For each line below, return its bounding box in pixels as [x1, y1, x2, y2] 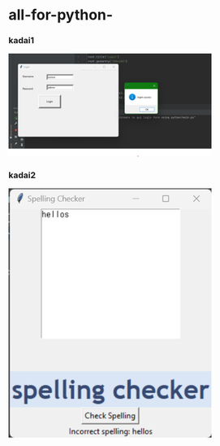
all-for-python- [8, 6, 114, 24]
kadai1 [8, 35, 35, 46]
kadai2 [8, 169, 37, 181]
